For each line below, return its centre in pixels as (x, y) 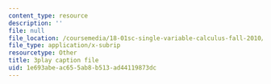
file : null (27, 30)
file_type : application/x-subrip (65, 46)
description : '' (35, 23)
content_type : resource (48, 16)
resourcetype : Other (43, 53)
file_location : (34, 38)
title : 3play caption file (54, 61)
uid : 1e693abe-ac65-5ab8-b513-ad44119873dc (83, 68)
